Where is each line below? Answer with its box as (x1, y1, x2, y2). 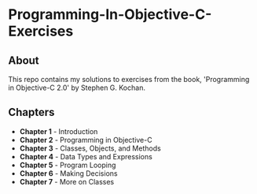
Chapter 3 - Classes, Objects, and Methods (19, 144, 161, 153)
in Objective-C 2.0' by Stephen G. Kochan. (8, 83, 145, 92)
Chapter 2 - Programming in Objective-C (19, 135, 152, 144)
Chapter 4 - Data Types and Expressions (19, 151, 153, 161)
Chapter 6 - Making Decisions (19, 168, 118, 178)
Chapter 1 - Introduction (19, 126, 98, 136)
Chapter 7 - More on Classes (19, 177, 115, 186)
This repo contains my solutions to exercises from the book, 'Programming (8, 75, 250, 84)
